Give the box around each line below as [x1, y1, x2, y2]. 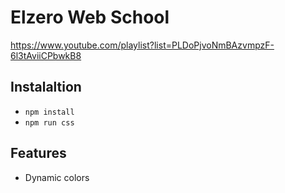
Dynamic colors [24, 171, 90, 183]
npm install [24, 107, 75, 117]
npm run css [24, 117, 75, 128]
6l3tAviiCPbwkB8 [10, 49, 82, 61]
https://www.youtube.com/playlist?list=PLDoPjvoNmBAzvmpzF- [10, 39, 275, 51]
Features [10, 145, 67, 162]
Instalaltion [10, 79, 82, 96]
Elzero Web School [10, 6, 170, 29]
